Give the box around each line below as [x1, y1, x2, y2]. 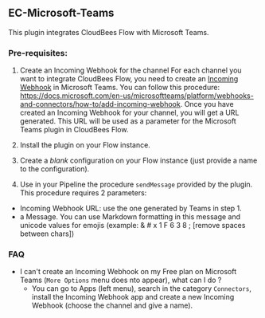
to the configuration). [19, 164, 90, 174]
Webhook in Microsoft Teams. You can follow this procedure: [19, 83, 220, 92]
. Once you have [180, 100, 234, 109]
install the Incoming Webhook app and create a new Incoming [31, 292, 235, 302]
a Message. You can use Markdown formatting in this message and [19, 212, 241, 222]
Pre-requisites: [8, 47, 68, 58]
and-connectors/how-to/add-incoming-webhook [19, 100, 181, 109]
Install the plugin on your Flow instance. [19, 140, 151, 150]
